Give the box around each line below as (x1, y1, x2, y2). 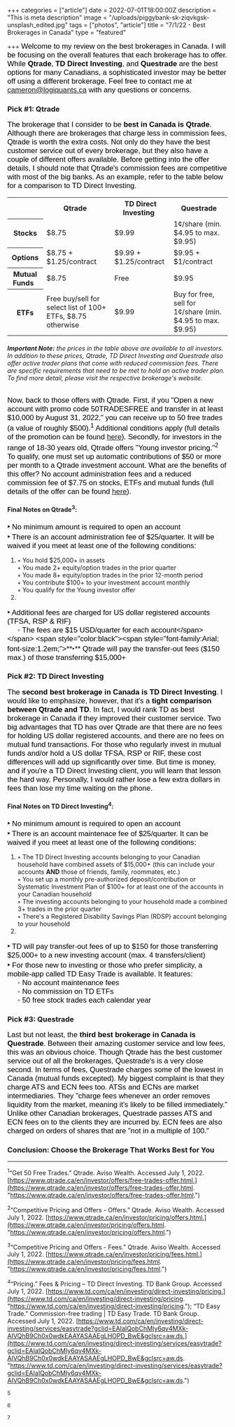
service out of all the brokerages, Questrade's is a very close (7, 1056, 204, 1066)
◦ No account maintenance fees (17, 978, 120, 987)
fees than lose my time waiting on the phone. (7, 783, 153, 793)
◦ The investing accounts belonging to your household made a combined (17, 897, 227, 905)
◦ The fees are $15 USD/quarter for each (17, 625, 149, 635)
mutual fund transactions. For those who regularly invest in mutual (7, 740, 222, 749)
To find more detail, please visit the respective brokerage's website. (7, 373, 203, 382)
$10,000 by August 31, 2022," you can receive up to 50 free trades (7, 413, 223, 422)
